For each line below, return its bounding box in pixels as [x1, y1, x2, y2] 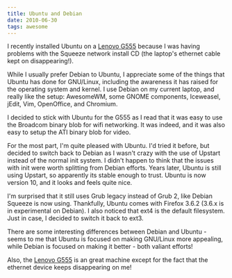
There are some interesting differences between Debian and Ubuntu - [7, 227, 207, 236]
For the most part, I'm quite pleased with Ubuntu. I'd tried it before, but [7, 142, 210, 150]
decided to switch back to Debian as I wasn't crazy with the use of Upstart [7, 149, 221, 157]
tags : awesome [7, 23, 49, 30]
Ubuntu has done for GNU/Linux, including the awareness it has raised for [7, 78, 219, 86]
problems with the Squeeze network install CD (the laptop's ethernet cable [7, 49, 221, 58]
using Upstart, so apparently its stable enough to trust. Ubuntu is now [7, 171, 206, 179]
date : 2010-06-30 [7, 17, 58, 24]
